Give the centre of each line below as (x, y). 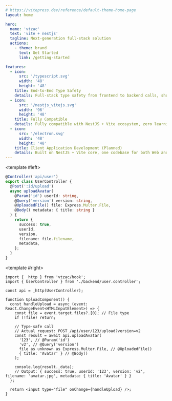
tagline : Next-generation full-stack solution (60, 39)
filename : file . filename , (46, 239)
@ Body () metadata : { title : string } (55, 210)
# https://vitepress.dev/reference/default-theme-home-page (71, 10)
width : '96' (31, 110)
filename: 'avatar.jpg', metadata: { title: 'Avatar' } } (68, 376)
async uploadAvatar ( (32, 191)
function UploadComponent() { (38, 299)
